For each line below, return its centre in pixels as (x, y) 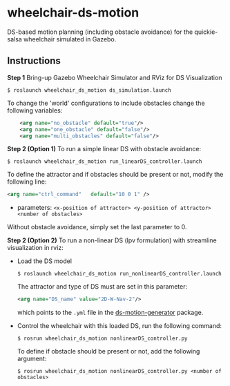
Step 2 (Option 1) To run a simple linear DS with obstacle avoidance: (104, 149)
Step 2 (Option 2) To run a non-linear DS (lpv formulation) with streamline (112, 240)
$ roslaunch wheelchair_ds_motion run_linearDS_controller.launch (105, 162)
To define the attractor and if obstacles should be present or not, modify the (115, 175)
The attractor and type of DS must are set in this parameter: (102, 287)
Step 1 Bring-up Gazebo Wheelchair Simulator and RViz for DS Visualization (115, 77)
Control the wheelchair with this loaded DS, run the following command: (119, 326)
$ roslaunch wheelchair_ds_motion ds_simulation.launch (89, 90)
